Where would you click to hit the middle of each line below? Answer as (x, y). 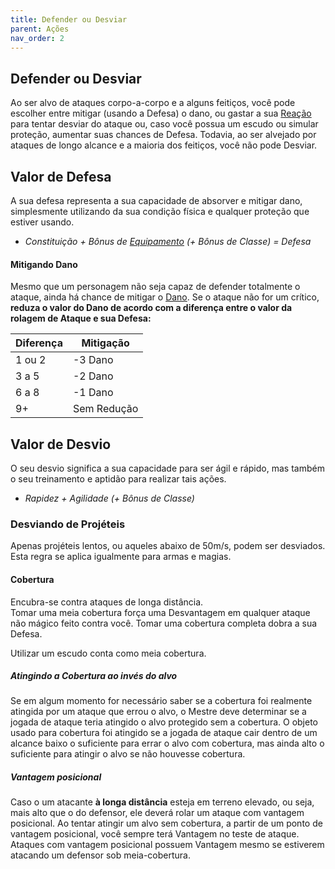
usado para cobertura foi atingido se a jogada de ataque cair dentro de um (164, 733)
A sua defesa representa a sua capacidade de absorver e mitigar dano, (156, 200)
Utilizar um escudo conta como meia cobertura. (108, 653)
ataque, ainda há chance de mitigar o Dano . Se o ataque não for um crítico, (165, 297)
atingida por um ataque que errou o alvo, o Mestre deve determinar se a (158, 712)
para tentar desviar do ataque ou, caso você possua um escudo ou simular (164, 124)
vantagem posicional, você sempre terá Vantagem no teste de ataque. (155, 834)
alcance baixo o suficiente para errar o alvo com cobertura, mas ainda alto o (167, 743)
